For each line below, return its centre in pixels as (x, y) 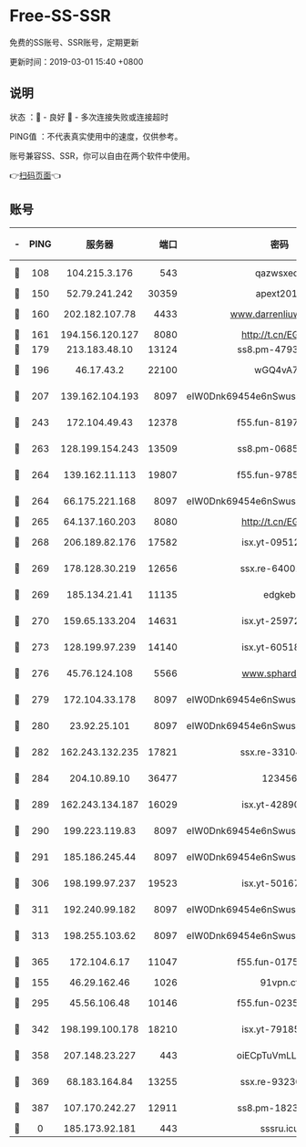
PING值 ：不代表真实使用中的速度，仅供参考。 (96, 136)
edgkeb (280, 594)
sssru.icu (280, 1128)
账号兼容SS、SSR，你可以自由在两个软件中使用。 (102, 155)
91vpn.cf (280, 982)
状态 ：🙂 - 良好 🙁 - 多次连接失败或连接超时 (89, 117)
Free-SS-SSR (60, 16)
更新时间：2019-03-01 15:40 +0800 (76, 61)
